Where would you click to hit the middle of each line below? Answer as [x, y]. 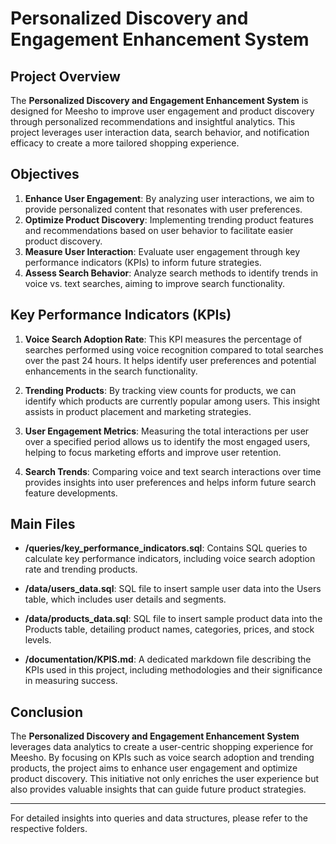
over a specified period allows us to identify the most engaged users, [167, 441]
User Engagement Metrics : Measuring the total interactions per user [167, 431]
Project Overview [65, 76]
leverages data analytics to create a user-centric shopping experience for [162, 747]
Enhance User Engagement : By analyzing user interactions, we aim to [169, 198]
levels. [38, 640]
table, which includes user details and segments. [125, 599]
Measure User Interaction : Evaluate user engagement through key [162, 251]
